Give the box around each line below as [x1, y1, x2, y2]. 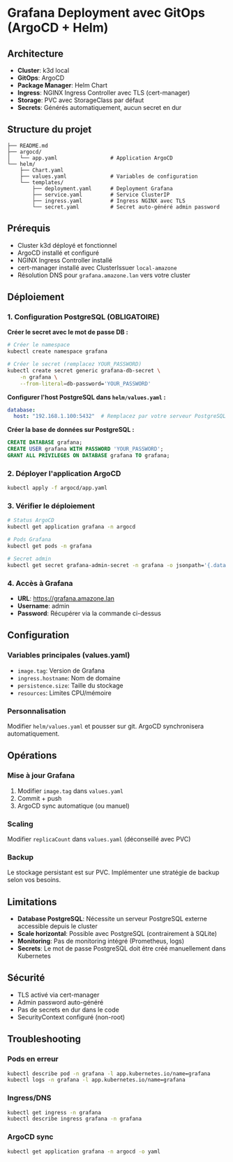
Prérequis [7, 223, 51, 234]
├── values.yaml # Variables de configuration [20, 173, 198, 180]
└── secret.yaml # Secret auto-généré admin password [32, 203, 220, 211]
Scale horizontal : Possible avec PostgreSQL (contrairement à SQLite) [17, 930, 218, 938]
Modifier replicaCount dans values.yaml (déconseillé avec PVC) [7, 834, 191, 843]
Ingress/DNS [7, 1093, 52, 1103]
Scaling [7, 819, 33, 829]
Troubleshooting [7, 1033, 82, 1045]
